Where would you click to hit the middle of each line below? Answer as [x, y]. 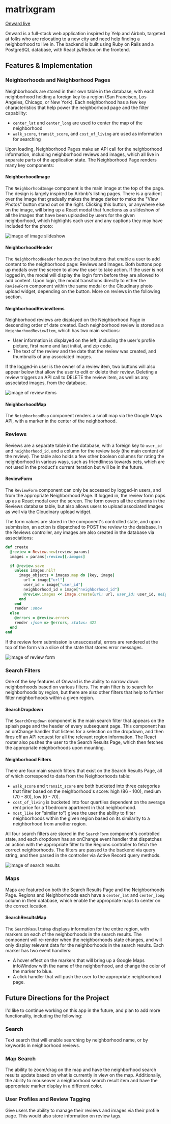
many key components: [30, 165]
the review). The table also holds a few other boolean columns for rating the [85, 456]
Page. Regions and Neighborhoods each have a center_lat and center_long [85, 895]
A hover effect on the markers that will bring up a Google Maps [79, 960]
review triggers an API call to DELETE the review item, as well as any [77, 378]
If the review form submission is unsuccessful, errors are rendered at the [82, 642]
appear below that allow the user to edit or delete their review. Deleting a [81, 372]
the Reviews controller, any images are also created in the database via [80, 532]
